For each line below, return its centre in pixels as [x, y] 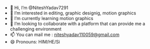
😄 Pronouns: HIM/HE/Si [35, 42]
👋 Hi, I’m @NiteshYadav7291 [39, 8]
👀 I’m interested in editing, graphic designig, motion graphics [73, 13]
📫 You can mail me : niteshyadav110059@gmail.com [65, 34]
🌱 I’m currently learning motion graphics [52, 18]
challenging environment [36, 29]
